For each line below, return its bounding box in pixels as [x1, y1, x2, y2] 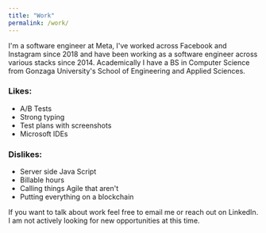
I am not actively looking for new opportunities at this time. [8, 216, 200, 226]
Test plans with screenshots [19, 120, 112, 130]
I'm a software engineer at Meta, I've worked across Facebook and [8, 40, 227, 50]
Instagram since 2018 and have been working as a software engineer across [8, 49, 258, 59]
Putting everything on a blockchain [19, 192, 134, 202]
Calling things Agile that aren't [19, 184, 119, 193]
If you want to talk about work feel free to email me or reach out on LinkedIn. [8, 208, 259, 217]
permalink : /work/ [8, 19, 69, 27]
